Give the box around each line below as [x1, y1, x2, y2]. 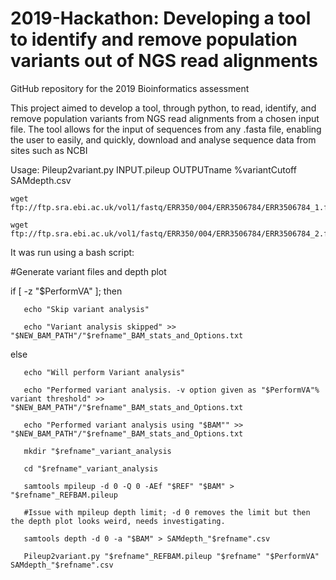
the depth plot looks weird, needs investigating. [10, 516, 226, 526]
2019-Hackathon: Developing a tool [10, 7, 312, 30]
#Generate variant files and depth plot [10, 265, 167, 277]
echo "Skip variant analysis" [23, 304, 150, 314]
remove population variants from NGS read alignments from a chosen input [10, 112, 320, 124]
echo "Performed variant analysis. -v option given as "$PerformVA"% [23, 385, 320, 395]
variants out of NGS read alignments [10, 50, 318, 72]
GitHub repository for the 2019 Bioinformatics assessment [10, 82, 250, 94]
